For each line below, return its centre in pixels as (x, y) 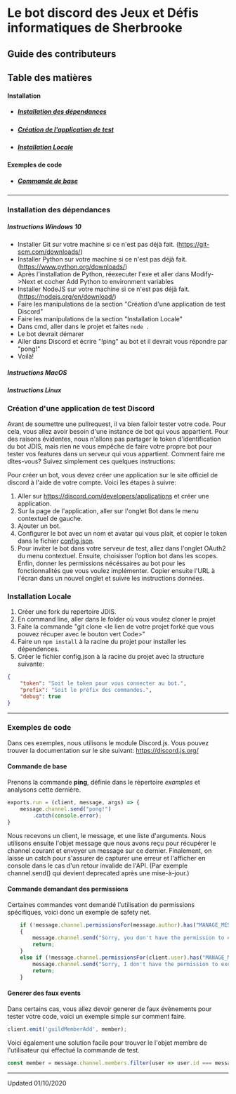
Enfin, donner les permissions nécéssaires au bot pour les (101, 563)
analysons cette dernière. (44, 790)
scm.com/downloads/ (49, 252)
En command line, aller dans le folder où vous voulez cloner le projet (116, 619)
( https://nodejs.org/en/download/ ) (67, 297)
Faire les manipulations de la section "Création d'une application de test (122, 304)
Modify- (202, 274)
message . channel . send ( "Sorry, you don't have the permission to (129, 938)
